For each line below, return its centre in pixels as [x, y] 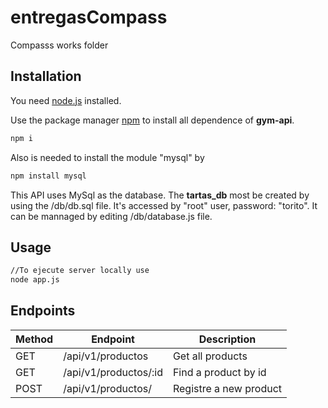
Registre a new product [227, 388]
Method [34, 339]
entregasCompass [89, 17]
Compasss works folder [59, 45]
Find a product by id [219, 372]
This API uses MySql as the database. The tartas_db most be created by [160, 195]
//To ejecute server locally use [80, 271]
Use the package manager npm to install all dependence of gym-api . [152, 120]
